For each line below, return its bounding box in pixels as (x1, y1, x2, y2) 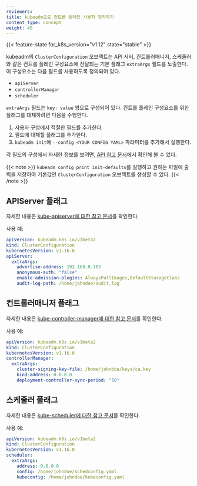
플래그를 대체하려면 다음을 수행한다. (6, 112, 88, 119)
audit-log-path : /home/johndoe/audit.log (16, 281, 119, 286)
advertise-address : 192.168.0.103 (16, 264, 101, 270)
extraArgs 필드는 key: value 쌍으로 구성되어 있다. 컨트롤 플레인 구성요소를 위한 (6, 104, 189, 112)
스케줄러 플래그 (6, 395, 58, 405)
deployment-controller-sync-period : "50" (16, 377, 119, 383)
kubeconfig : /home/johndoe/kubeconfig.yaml (16, 474, 125, 480)
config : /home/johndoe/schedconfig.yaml (16, 468, 117, 474)
